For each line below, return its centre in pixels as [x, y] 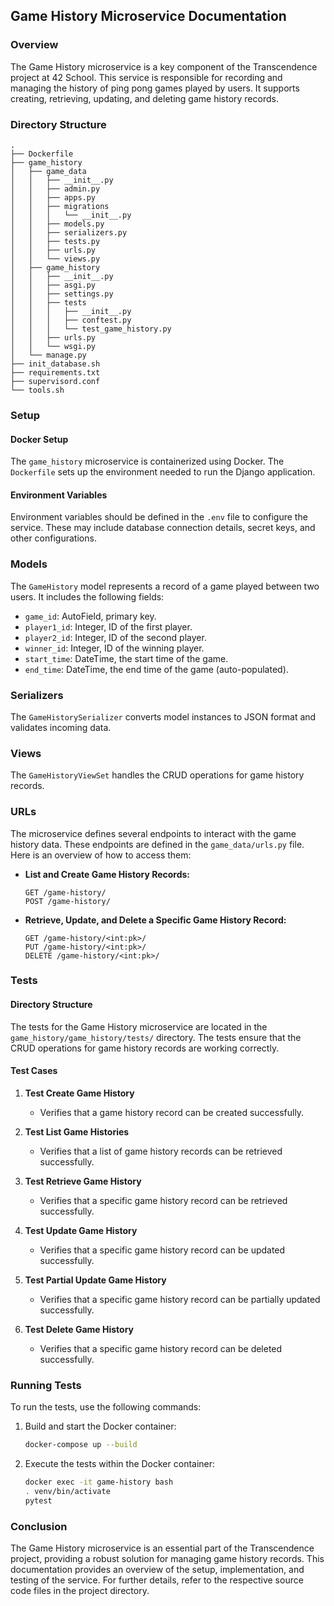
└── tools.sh [37, 390]
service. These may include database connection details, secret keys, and [163, 528]
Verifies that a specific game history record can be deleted [161, 1348]
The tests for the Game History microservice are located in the [139, 1026]
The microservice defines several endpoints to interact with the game [153, 833]
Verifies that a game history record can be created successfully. [172, 1112]
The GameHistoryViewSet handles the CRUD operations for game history [157, 775]
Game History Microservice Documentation [148, 16]
